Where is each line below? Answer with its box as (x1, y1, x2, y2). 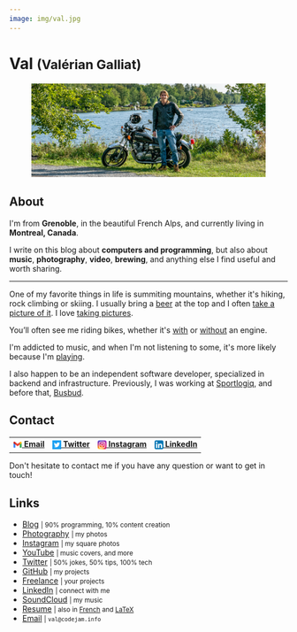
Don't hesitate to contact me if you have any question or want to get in (9, 460, 266, 471)
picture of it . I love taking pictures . (9, 307, 134, 318)
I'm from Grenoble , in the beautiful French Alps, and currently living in (9, 218, 264, 228)
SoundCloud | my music (21, 594, 103, 605)
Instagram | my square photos (21, 538, 120, 549)
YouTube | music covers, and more (21, 547, 134, 558)
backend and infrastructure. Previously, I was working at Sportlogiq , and (9, 377, 272, 389)
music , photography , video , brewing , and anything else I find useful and (9, 253, 276, 265)
